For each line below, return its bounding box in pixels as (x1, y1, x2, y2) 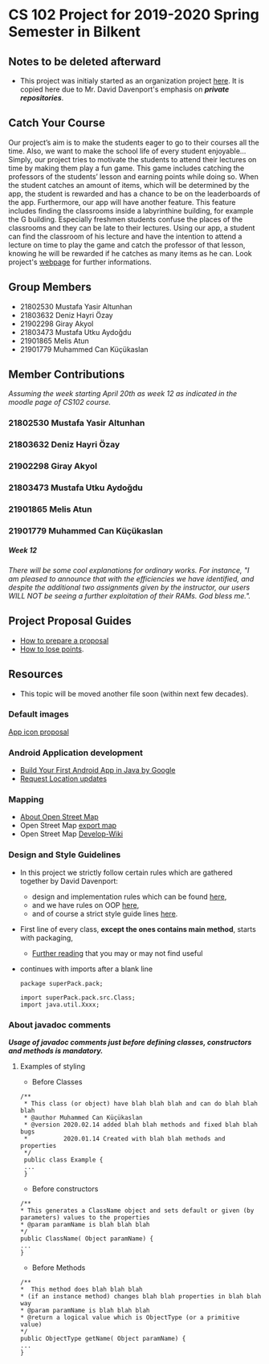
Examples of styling (19, 1062, 86, 1072)
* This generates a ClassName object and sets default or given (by (19, 1207, 255, 1215)
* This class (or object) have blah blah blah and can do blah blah (23, 1100, 259, 1108)
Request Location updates (19, 774, 107, 784)
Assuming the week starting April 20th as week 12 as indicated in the (8, 389, 238, 398)
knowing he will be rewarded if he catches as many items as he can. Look (8, 248, 252, 258)
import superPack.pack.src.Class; (19, 994, 136, 1002)
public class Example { (23, 1156, 104, 1164)
